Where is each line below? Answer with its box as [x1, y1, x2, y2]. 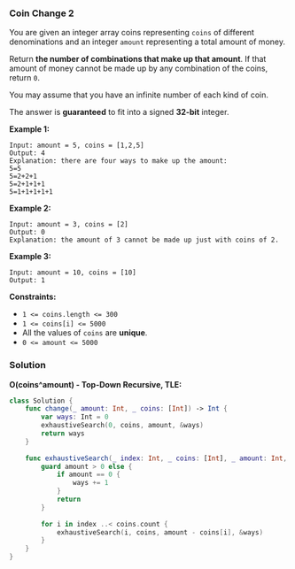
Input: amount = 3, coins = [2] [9, 220, 128, 229]
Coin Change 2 [9, 7, 74, 19]
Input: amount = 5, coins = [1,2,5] [9, 141, 144, 150]
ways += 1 [72, 479, 109, 488]
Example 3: [9, 251, 51, 262]
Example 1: [9, 124, 50, 135]
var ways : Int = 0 [41, 412, 109, 422]
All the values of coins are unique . [21, 327, 148, 338]
